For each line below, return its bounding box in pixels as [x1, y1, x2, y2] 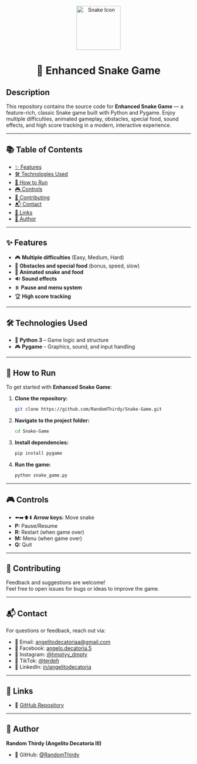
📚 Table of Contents [6, 145, 83, 155]
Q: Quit [14, 541, 32, 548]
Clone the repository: [14, 395, 68, 402]
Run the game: [14, 461, 52, 468]
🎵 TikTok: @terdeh [14, 657, 60, 664]
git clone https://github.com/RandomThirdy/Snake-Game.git [14, 406, 162, 413]
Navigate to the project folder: [14, 417, 90, 424]
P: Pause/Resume [14, 522, 58, 529]
